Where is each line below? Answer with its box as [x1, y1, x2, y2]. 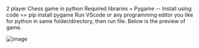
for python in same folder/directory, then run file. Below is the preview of [6, 18, 186, 24]
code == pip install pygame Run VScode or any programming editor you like [6, 11, 194, 18]
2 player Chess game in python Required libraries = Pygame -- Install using [6, 5, 192, 12]
